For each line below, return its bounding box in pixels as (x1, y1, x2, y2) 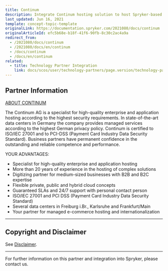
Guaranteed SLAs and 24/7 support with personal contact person (12, 187, 147, 193)
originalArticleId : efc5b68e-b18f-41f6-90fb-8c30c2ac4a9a (5, 31, 128, 36)
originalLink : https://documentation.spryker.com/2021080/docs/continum (5, 26, 160, 31)
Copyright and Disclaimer (5, 228, 86, 236)
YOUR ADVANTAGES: (5, 151, 49, 157)
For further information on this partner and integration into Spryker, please (5, 255, 158, 261)
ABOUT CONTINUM (5, 100, 46, 106)
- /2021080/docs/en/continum (9, 45, 70, 50)
